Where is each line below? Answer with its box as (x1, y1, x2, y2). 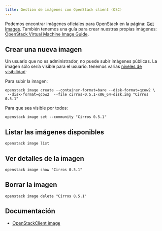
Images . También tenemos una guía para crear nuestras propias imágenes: (5, 26, 157, 32)
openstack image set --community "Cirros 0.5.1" (5, 115, 107, 119)
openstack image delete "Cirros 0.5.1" (5, 194, 87, 199)
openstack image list (5, 141, 50, 146)
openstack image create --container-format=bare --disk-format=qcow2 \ (5, 88, 155, 93)
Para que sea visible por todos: (5, 105, 68, 111)
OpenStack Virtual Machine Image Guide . (5, 31, 89, 37)
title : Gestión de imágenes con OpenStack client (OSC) (5, 7, 122, 12)
